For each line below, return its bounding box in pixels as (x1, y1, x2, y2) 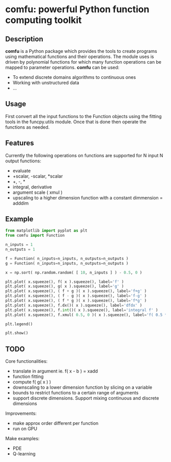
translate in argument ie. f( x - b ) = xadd (12, 368, 98, 374)
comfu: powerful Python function (5, 4, 150, 15)
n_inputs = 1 (5, 242, 33, 247)
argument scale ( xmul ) (12, 189, 63, 195)
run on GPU (12, 426, 37, 432)
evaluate (12, 167, 31, 174)
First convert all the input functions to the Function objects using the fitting (5, 113, 162, 119)
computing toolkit (5, 14, 82, 26)
